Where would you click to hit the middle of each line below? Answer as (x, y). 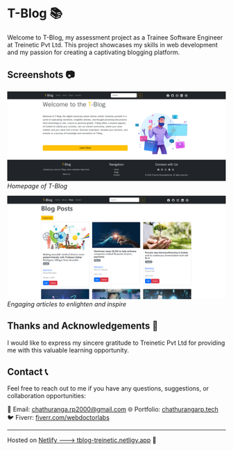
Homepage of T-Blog (37, 186)
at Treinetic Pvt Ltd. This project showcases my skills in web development (113, 44)
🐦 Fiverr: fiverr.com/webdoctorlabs (58, 418)
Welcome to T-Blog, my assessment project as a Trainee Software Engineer (115, 37)
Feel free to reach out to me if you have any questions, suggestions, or (108, 388)
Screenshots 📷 (41, 75)
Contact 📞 (28, 371)
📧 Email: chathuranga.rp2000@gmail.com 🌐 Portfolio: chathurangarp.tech (113, 409)
